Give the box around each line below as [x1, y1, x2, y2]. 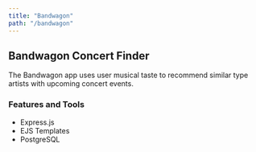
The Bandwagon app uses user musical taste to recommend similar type [8, 70, 249, 80]
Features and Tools [8, 99, 85, 110]
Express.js [19, 117, 55, 127]
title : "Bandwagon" [8, 11, 74, 20]
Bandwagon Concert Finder [8, 49, 150, 63]
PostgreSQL [19, 134, 60, 144]
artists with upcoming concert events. [8, 79, 134, 88]
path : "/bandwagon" [8, 19, 74, 27]
